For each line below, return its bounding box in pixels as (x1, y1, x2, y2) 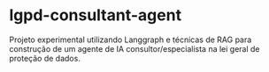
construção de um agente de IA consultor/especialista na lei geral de (9, 43, 260, 54)
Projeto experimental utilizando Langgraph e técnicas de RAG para (9, 34, 252, 45)
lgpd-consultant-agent (9, 5, 182, 25)
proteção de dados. (9, 53, 81, 63)
